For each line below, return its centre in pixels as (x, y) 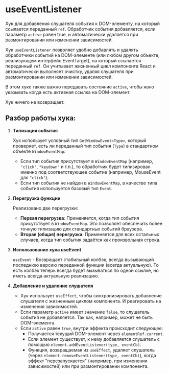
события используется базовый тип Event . (66, 188)
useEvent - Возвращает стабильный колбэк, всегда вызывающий (83, 260)
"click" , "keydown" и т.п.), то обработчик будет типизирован (85, 167)
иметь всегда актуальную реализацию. (56, 276)
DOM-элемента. (38, 322)
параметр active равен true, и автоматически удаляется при (72, 34)
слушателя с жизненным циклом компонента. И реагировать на (91, 301)
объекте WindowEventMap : (39, 151)
